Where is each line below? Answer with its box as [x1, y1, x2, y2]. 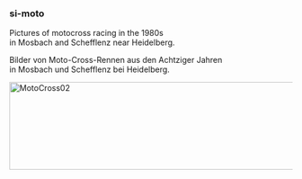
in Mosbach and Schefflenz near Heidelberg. [9, 37, 175, 48]
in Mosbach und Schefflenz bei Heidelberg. [9, 64, 171, 75]
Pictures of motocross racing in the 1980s [9, 28, 164, 39]
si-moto [9, 7, 45, 20]
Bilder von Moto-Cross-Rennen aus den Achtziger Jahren [9, 55, 223, 66]
